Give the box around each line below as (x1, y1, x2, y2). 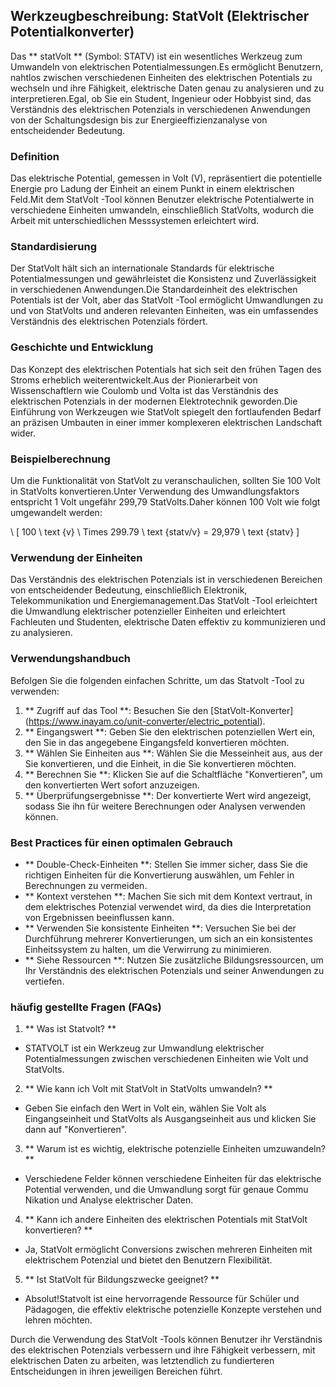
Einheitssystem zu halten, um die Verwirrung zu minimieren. (24, 943, 272, 955)
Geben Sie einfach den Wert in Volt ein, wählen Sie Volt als (24, 1102, 267, 1114)
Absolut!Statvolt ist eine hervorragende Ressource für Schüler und (24, 1293, 300, 1305)
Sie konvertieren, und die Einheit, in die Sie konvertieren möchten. (24, 757, 297, 769)
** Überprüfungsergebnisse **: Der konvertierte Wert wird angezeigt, (24, 789, 312, 801)
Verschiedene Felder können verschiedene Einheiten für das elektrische (24, 1173, 322, 1185)
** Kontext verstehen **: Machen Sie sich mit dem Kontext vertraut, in (24, 890, 313, 902)
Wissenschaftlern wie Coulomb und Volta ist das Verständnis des (10, 384, 279, 396)
